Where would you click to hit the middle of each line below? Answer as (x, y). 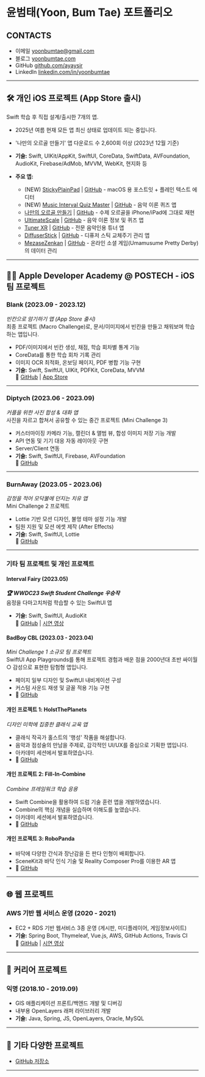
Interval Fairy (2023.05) (37, 579)
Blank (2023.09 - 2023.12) (46, 305)
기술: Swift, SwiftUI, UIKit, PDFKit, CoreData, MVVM (80, 370)
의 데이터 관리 (41, 250)
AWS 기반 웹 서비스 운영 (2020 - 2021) (61, 913)
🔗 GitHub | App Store (41, 377)
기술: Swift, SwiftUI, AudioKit (51, 616)
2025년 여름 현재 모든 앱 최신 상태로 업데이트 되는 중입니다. (86, 130)
